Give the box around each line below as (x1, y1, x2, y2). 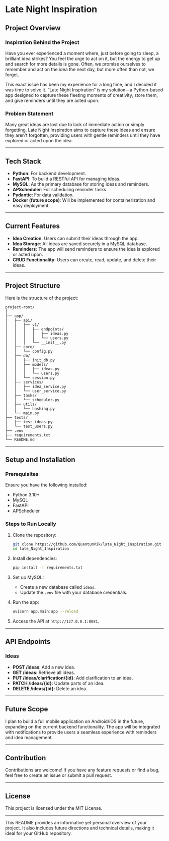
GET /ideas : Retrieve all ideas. (12, 669, 75, 676)
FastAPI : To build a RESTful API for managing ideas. (12, 176, 121, 182)
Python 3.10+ (12, 492, 40, 498)
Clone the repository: (12, 532, 57, 538)
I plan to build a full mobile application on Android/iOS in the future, (5, 718, 144, 724)
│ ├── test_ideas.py (5, 419, 53, 424)
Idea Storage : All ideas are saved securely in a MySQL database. (12, 241, 147, 247)
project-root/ (5, 304, 35, 310)
